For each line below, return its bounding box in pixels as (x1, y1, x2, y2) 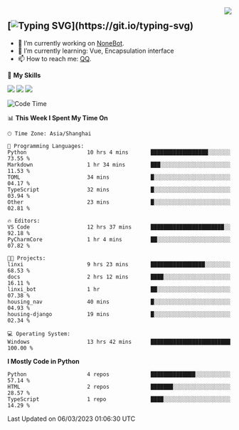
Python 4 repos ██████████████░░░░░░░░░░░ (7, 370, 231, 378)
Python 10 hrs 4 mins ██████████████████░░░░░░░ (7, 149, 231, 156)
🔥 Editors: (7, 217, 41, 224)
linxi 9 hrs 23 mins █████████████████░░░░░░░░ (7, 261, 231, 268)
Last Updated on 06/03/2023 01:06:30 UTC (7, 414, 136, 423)
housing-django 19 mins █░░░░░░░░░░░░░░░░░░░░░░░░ (7, 310, 231, 318)
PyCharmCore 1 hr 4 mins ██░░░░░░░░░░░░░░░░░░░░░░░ (7, 236, 231, 243)
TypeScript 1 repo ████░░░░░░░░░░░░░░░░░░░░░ (7, 395, 231, 403)
